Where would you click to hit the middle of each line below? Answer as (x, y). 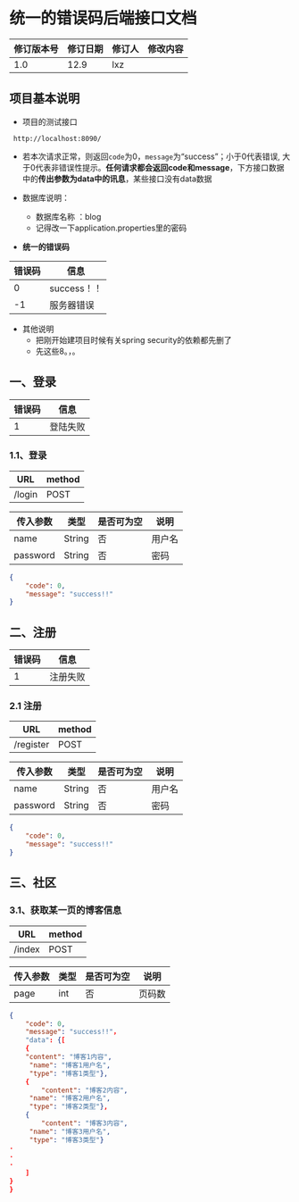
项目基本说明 (45, 99)
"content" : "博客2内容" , (85, 1090)
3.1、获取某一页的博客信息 (66, 910)
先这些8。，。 (58, 351)
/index (27, 949)
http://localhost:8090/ (57, 138)
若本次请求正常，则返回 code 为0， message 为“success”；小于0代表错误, (151, 156)
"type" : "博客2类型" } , (69, 1107)
